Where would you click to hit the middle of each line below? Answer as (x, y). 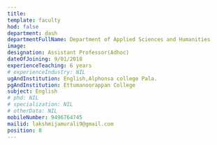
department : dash (32, 33)
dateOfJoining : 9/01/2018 (45, 59)
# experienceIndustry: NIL (46, 72)
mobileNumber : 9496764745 (45, 117)
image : (17, 46)
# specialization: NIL (40, 105)
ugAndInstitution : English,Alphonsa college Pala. (82, 78)
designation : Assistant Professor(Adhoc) (68, 53)
